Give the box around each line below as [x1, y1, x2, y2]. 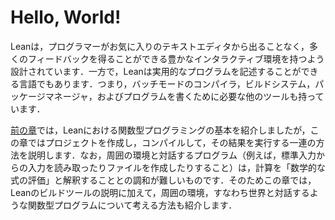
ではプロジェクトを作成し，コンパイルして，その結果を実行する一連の [27, 136, 317, 148]
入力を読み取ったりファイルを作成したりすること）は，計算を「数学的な [27, 161, 326, 173]
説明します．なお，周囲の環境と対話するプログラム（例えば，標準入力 [27, 149, 317, 161]
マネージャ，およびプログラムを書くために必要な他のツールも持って [44, 90, 325, 102]
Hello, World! [10, 6, 122, 29]
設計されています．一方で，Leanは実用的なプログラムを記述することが [10, 65, 302, 77]
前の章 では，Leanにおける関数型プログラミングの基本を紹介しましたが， [10, 124, 311, 136]
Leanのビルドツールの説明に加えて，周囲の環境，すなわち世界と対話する [10, 186, 310, 198]
